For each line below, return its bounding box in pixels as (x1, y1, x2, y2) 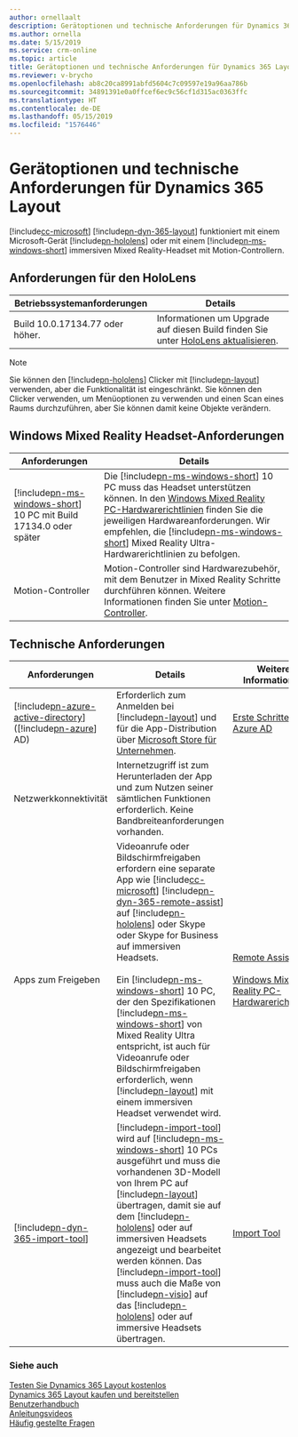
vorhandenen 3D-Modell (116, 1166, 221, 1178)
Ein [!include (116, 974, 169, 986)
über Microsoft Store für (116, 734, 217, 746)
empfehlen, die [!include (103, 526, 206, 538)
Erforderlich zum (116, 689, 186, 702)
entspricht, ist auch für (116, 1040, 211, 1053)
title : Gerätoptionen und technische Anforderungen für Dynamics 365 (9, 63, 272, 72)
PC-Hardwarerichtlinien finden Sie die (103, 503, 263, 516)
